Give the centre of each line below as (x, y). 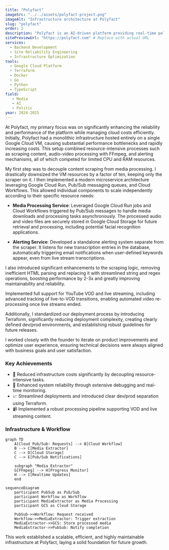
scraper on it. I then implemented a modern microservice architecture (77, 180)
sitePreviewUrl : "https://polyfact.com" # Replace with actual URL (77, 38)
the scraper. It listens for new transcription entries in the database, (81, 247)
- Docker (19, 75)
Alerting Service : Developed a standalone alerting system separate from (88, 242)
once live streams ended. (56, 304)
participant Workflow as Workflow (50, 497)
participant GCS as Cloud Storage (50, 506)
